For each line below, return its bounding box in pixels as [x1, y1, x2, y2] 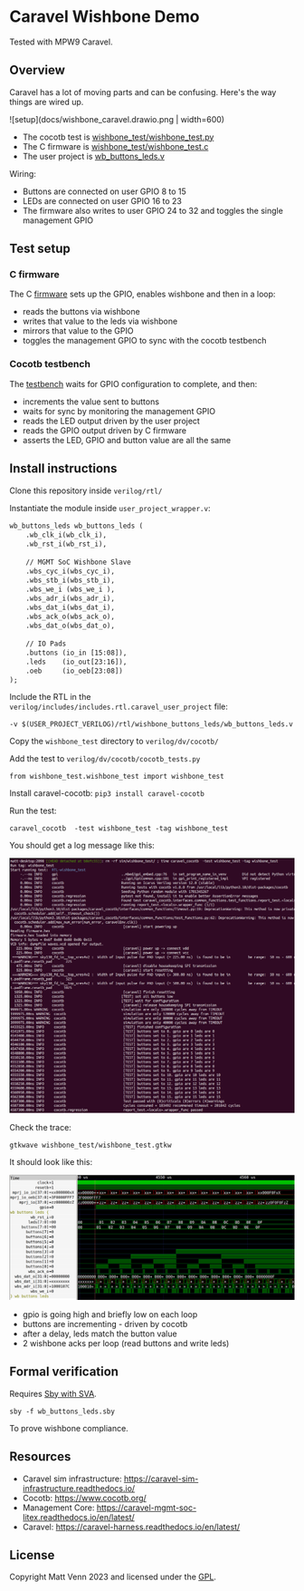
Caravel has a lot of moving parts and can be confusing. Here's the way [9, 86, 277, 97]
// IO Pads [25, 639, 67, 648]
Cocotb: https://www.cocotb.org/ [22, 1492, 147, 1503]
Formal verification [9, 1364, 119, 1380]
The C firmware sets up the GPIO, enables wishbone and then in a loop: [9, 288, 276, 300]
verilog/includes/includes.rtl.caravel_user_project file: [9, 701, 229, 712]
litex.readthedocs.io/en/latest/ [22, 1511, 136, 1522]
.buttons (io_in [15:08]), [25, 648, 128, 657]
